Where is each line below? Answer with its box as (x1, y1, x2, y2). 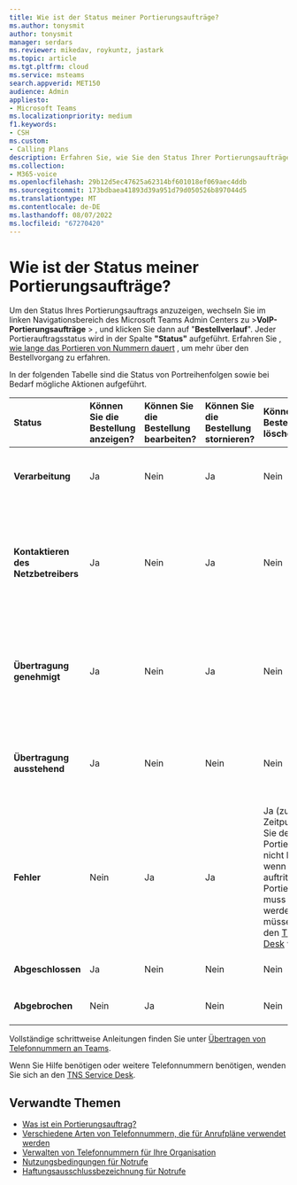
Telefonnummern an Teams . (9, 1043, 111, 1054)
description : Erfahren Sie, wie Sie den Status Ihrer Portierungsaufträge (9, 152, 291, 162)
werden (21, 1138, 50, 1149)
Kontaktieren (13, 546, 70, 558)
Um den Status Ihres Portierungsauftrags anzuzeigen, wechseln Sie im (9, 305, 267, 316)
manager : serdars (9, 37, 73, 47)
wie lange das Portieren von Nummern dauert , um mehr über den (9, 343, 249, 354)
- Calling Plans (9, 144, 69, 153)
